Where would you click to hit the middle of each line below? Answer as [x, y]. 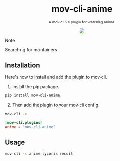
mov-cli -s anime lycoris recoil [39, 154]
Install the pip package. [36, 86]
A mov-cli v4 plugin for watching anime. [82, 22]
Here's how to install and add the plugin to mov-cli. [56, 77]
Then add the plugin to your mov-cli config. [56, 105]
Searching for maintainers [31, 49]
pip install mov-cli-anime [32, 95]
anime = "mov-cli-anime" [30, 127]
